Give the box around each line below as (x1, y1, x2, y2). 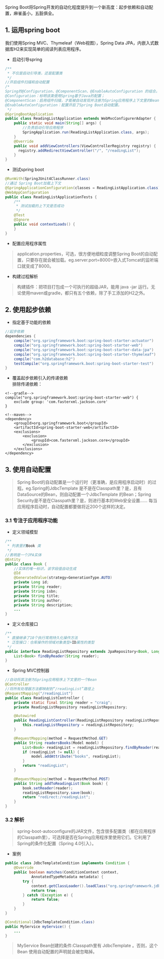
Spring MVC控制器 (12, 668, 50, 673)
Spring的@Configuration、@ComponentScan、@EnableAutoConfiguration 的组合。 (5, 89, 160, 94)
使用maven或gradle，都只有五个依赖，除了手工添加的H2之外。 (21, 290, 148, 296)
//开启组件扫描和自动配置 (5, 80, 50, 85)
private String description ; (14, 602, 73, 607)
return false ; (31, 897, 60, 902)
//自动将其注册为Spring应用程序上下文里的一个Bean (5, 677, 97, 682)
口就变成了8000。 (17, 263, 54, 269)
